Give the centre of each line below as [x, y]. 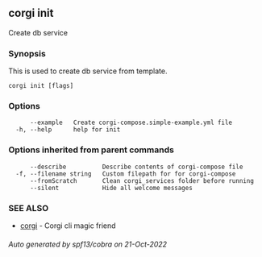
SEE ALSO [29, 208]
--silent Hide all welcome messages [111, 188]
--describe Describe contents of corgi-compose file [136, 167]
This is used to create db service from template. [88, 71]
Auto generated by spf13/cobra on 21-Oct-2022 [88, 244]
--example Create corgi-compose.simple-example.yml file [131, 123]
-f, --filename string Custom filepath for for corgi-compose [126, 174]
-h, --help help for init [68, 130]
